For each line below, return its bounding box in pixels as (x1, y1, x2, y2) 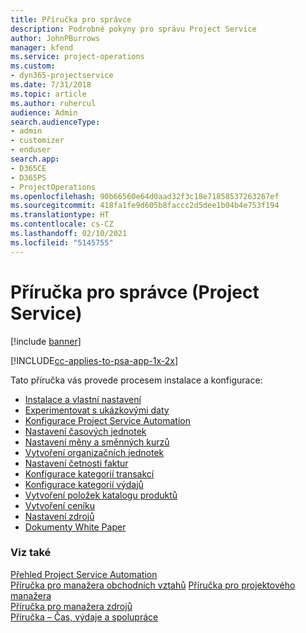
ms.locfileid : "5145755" (10, 237, 114, 248)
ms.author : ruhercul (10, 98, 97, 108)
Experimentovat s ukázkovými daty (24, 404, 170, 416)
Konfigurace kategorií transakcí (24, 467, 155, 480)
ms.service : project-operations (10, 52, 145, 62)
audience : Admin (10, 107, 78, 118)
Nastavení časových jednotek (24, 425, 147, 437)
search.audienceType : (10, 117, 101, 127)
